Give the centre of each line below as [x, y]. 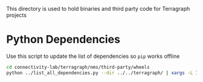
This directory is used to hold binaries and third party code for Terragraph [98, 9]
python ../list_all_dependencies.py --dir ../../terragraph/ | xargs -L [100, 73]
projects [17, 15]
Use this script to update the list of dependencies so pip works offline [93, 56]
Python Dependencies [63, 39]
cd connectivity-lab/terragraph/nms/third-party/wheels [78, 67]
